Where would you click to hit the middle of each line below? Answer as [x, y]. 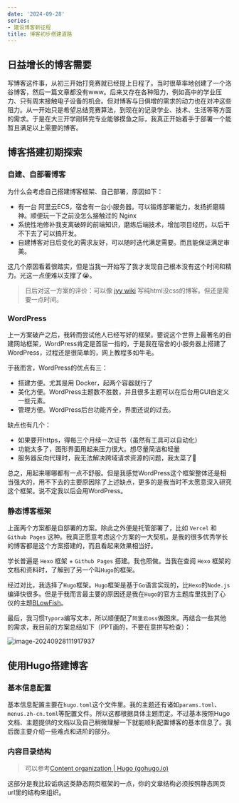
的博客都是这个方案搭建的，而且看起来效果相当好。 [82, 546]
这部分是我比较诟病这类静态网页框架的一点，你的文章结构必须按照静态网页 [116, 784]
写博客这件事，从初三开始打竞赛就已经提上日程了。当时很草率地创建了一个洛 [119, 84]
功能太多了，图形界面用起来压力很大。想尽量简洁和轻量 [99, 449]
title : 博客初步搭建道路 [40, 34]
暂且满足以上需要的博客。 [45, 128]
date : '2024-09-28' [36, 14]
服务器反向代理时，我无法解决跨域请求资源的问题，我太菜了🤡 [107, 458]
